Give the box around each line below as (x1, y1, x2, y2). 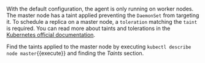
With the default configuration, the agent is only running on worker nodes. (6, 6, 194, 12)
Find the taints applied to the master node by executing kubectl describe (6, 43, 191, 50)
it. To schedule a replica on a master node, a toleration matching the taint (6, 18, 198, 25)
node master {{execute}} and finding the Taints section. (6, 50, 144, 57)
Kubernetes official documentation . (6, 31, 96, 39)
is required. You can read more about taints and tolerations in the (6, 24, 171, 32)
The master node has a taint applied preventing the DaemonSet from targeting (6, 12, 199, 19)
